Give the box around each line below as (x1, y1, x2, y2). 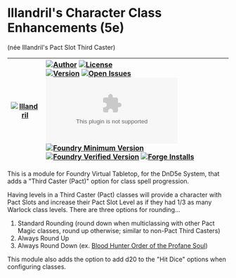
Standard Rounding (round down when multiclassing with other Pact (17, 219, 216, 227)
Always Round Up (17, 234, 70, 242)
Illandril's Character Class (7, 5, 162, 21)
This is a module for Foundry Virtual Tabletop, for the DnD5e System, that (7, 169, 220, 178)
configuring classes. (7, 262, 67, 271)
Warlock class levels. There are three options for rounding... (7, 205, 181, 213)
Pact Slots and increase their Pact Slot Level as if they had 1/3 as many (7, 198, 212, 206)
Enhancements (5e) (7, 20, 124, 36)
